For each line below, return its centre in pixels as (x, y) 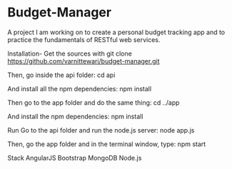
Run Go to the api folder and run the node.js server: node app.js (101, 130)
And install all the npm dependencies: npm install (80, 88)
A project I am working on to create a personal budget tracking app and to (116, 32)
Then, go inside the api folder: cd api (61, 75)
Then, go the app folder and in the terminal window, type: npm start (107, 144)
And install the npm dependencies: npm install (75, 116)
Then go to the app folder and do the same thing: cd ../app (94, 102)
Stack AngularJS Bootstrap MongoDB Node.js (75, 158)
